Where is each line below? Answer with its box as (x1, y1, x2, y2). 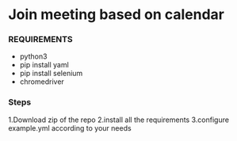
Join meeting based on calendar (8, 6, 224, 24)
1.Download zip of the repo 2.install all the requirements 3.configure (8, 115, 230, 124)
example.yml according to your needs (8, 123, 132, 132)
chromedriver (19, 77, 65, 86)
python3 (19, 51, 48, 61)
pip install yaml (19, 60, 69, 70)
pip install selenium (19, 69, 83, 78)
